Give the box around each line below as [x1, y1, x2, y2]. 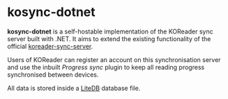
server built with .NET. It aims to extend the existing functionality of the [7, 34, 211, 43]
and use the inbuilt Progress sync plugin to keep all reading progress [7, 63, 205, 71]
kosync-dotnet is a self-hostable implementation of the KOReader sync [7, 27, 214, 36]
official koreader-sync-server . [7, 42, 93, 50]
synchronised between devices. [7, 70, 99, 79]
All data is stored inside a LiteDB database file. [7, 84, 141, 92]
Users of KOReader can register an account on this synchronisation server [7, 55, 221, 63]
